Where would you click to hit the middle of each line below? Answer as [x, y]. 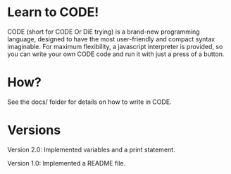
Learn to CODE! [53, 12]
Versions [34, 130]
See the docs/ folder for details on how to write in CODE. [89, 102]
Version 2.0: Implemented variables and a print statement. [91, 149]
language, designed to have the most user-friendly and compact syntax [111, 39]
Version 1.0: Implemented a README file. [67, 163]
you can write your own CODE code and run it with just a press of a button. [116, 54]
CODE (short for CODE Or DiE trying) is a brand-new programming [104, 32]
